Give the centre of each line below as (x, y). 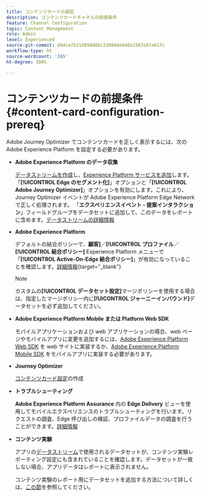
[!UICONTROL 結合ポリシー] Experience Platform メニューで (89, 252)
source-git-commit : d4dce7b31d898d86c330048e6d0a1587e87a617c (85, 46)
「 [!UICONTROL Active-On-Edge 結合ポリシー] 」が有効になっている (100, 259)
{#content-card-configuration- (85, 112)
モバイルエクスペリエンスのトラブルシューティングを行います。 (109, 411)
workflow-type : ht (29, 51)
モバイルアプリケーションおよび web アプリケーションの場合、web (98, 332)
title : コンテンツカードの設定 (40, 12)
